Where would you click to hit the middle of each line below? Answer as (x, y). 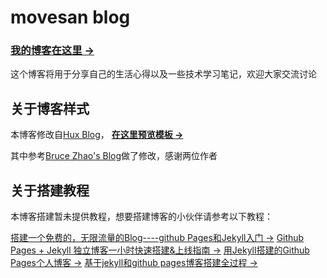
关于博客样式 (50, 108)
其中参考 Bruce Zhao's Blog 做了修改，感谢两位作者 (114, 156)
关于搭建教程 (50, 190)
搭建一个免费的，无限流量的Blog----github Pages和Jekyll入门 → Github (157, 238)
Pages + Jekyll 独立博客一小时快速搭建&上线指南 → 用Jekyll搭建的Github (160, 250)
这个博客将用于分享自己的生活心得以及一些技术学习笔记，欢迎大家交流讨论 (163, 74)
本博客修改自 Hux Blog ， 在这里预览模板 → (97, 135)
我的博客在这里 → (52, 51)
